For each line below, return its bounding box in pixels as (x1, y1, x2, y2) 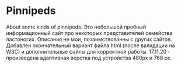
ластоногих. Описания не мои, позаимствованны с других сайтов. (6, 36, 172, 43)
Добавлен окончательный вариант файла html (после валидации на (6, 42, 175, 49)
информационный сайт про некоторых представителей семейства (6, 29, 173, 36)
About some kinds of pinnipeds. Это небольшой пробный (6, 23, 147, 30)
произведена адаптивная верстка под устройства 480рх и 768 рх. (6, 54, 172, 61)
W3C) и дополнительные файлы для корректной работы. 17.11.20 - (6, 48, 170, 55)
